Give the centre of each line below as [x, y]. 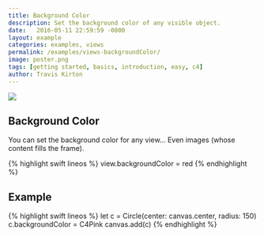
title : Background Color [49, 15]
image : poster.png [38, 60]
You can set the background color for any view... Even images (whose [122, 140]
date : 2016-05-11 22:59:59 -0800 [67, 30]
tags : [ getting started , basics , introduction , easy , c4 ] [106, 67]
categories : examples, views [56, 45]
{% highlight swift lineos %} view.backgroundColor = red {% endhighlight [128, 164]
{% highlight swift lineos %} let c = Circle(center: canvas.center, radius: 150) [132, 216]
